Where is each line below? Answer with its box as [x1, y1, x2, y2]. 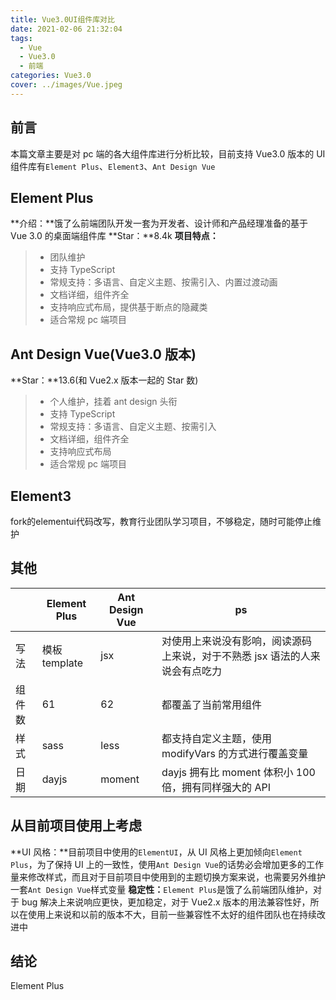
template [41, 656, 84, 670]
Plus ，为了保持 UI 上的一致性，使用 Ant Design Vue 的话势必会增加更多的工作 [10, 858, 324, 870]
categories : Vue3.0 [10, 71, 92, 81]
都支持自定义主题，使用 [161, 731, 273, 745]
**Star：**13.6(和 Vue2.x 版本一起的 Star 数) [10, 374, 199, 386]
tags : [10, 33, 33, 43]
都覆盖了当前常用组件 [161, 697, 263, 711]
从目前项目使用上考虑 [10, 817, 142, 835]
